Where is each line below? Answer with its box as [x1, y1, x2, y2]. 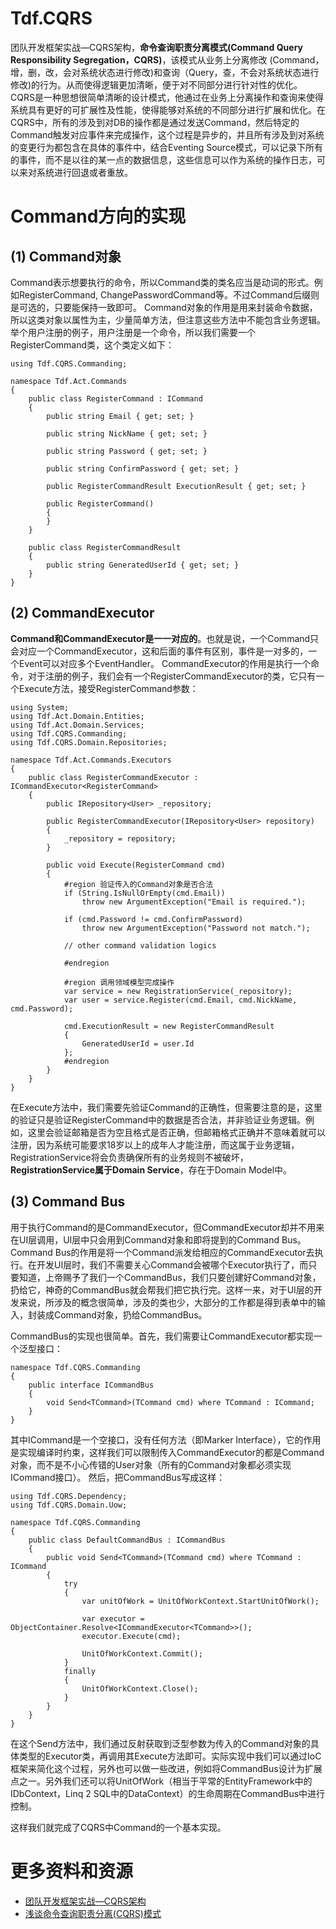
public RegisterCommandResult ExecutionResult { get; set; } [46, 481, 307, 491]
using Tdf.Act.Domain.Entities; [10, 711, 145, 721]
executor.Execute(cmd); [81, 1631, 182, 1641]
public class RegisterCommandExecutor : [28, 772, 199, 782]
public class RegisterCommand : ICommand [28, 393, 203, 404]
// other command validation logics [63, 940, 217, 951]
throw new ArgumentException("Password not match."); [81, 923, 311, 933]
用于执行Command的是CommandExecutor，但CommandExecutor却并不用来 [10, 1221, 325, 1233]
